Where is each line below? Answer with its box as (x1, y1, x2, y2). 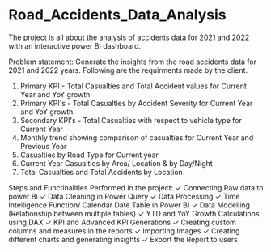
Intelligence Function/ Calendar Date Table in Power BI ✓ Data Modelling (8, 200, 251, 210)
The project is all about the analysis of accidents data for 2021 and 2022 (8, 32, 250, 42)
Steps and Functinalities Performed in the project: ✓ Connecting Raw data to (8, 182, 264, 192)
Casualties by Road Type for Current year (19, 150, 159, 160)
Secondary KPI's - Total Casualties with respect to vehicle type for (19, 115, 243, 125)
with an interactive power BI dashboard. (8, 41, 142, 50)
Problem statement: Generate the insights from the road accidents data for (8, 57, 257, 66)
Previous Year (19, 141, 67, 151)
